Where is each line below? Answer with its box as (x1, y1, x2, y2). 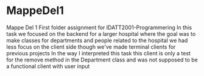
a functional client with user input (6, 62, 90, 70)
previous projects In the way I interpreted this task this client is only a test (6, 49, 191, 57)
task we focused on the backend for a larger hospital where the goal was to (6, 30, 196, 37)
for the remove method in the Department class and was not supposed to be (6, 56, 198, 63)
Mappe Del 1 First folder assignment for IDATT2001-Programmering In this (6, 24, 192, 31)
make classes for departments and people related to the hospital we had (6, 36, 188, 44)
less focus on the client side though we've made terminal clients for (6, 43, 176, 50)
